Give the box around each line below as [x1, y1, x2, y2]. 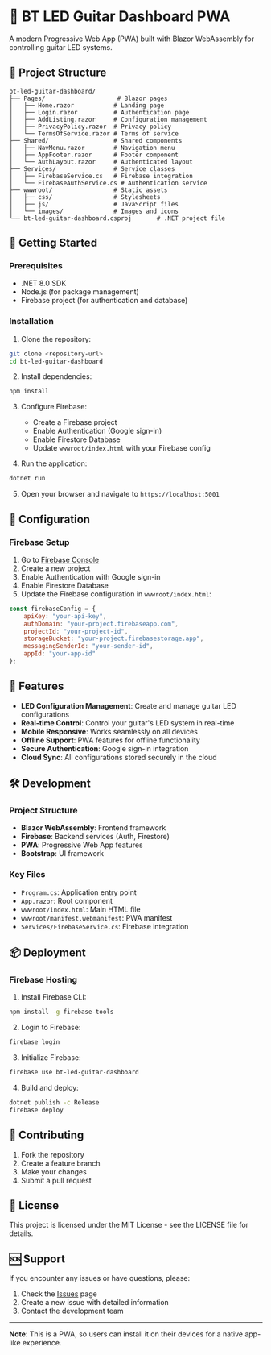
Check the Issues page [20, 1289, 97, 1299]
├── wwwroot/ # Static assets [9, 185, 168, 194]
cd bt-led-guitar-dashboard [9, 357, 104, 365]
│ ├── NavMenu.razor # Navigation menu [9, 143, 175, 152]
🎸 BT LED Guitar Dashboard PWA [9, 7, 231, 26]
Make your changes [20, 1166, 87, 1176]
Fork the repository [20, 1149, 85, 1159]
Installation [9, 316, 55, 327]
